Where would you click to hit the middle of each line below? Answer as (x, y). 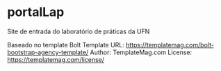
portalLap (36, 12)
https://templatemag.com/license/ (56, 59)
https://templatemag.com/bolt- (170, 45)
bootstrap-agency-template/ (48, 52)
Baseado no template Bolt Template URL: (66, 45)
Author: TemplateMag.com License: (141, 52)
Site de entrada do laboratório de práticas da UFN (79, 31)
